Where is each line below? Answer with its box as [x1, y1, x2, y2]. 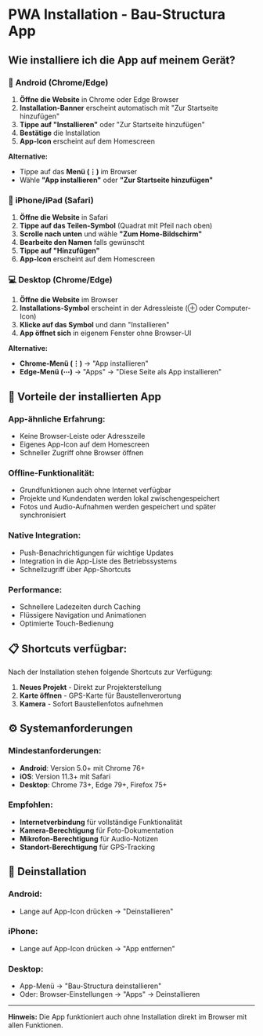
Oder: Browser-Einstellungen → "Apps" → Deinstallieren [19, 990, 200, 999]
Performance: [8, 584, 63, 595]
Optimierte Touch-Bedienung [19, 618, 114, 629]
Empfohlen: [8, 799, 53, 810]
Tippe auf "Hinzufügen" [19, 246, 100, 256]
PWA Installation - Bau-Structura [8, 5, 225, 24]
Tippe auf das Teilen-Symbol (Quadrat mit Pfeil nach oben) [19, 221, 213, 231]
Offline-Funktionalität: [8, 468, 95, 479]
